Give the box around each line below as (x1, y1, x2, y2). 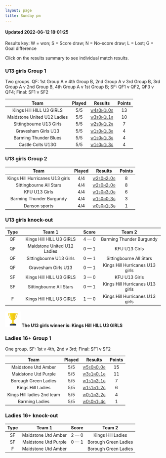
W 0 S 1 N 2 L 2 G (83, 391, 106, 398)
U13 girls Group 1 (5, 67, 46, 74)
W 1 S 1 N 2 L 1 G (83, 378, 106, 384)
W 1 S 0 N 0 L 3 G (92, 196, 116, 202)
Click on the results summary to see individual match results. (5, 55, 129, 61)
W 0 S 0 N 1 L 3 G (92, 203, 116, 209)
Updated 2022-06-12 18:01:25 (5, 29, 69, 35)
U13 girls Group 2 (5, 155, 47, 162)
